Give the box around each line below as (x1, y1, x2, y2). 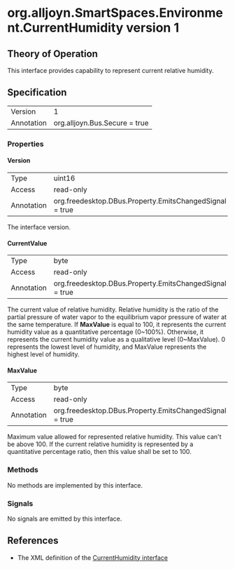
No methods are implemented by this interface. (7, 481, 143, 489)
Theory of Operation (7, 48, 98, 60)
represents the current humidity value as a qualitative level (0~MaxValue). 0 (7, 335, 226, 344)
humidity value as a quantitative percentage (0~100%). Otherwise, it (7, 328, 204, 336)
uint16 (53, 173, 76, 183)
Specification (7, 86, 67, 99)
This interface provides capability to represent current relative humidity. (7, 67, 215, 74)
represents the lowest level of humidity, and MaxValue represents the (7, 342, 207, 352)
